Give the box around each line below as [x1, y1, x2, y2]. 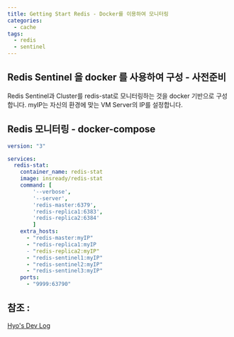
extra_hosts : [20, 228, 59, 235]
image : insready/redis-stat [20, 175, 103, 182]
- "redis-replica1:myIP [26, 241, 97, 248]
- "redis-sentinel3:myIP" [26, 267, 103, 275]
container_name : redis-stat [20, 168, 103, 176]
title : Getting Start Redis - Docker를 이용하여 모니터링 [7, 10, 169, 18]
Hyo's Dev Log [7, 321, 51, 330]
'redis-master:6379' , [33, 201, 97, 209]
